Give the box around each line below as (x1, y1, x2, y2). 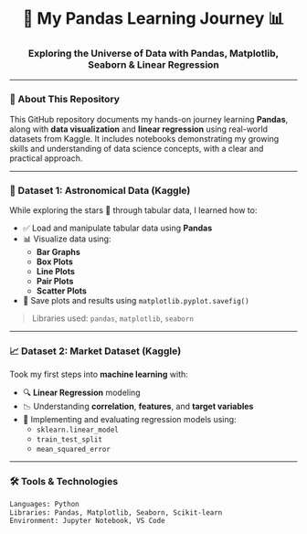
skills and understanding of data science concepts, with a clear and (9, 143, 264, 154)
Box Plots (36, 256, 73, 267)
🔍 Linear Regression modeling (22, 387, 141, 399)
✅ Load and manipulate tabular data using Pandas (22, 222, 213, 234)
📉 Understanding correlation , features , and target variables (22, 400, 254, 412)
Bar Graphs (36, 247, 80, 258)
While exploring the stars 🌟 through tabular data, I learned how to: (9, 205, 258, 216)
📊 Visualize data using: (22, 233, 111, 244)
